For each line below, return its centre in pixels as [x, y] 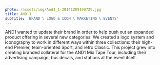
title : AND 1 [18, 14]
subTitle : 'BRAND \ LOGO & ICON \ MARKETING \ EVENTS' [62, 18]
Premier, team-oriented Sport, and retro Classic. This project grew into [85, 47]
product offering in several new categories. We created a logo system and [80, 37]
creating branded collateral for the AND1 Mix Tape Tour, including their [76, 52]
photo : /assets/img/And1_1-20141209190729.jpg [53, 9]
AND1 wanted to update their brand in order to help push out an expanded [79, 32]
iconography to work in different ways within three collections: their [73, 42]
